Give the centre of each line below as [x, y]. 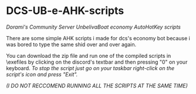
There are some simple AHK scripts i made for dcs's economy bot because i [98, 38]
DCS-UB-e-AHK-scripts [65, 11]
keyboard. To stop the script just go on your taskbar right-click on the [90, 68]
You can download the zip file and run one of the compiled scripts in [89, 55]
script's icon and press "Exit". [42, 74]
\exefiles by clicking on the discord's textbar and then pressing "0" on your [97, 62]
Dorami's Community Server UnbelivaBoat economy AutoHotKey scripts [93, 27]
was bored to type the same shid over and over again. [71, 44]
